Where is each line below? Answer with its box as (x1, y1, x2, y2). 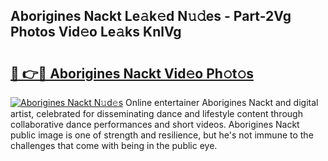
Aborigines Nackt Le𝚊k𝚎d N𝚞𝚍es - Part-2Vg (10, 8, 292, 25)
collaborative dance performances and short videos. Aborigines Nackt (10, 119, 300, 130)
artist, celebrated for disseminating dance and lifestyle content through (10, 108, 303, 119)
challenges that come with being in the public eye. (10, 140, 218, 151)
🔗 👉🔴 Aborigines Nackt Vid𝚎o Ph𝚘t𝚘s (10, 65, 254, 82)
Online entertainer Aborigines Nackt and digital (124, 97, 319, 108)
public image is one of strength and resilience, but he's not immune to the (10, 129, 314, 141)
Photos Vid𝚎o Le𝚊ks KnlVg (10, 24, 182, 41)
